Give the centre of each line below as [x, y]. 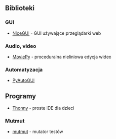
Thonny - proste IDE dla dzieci [43, 108]
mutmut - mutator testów [38, 132]
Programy [20, 96]
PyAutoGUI [23, 80]
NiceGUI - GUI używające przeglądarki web [57, 33]
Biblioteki [20, 8]
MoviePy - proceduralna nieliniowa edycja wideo [62, 57]
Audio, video [21, 46]
